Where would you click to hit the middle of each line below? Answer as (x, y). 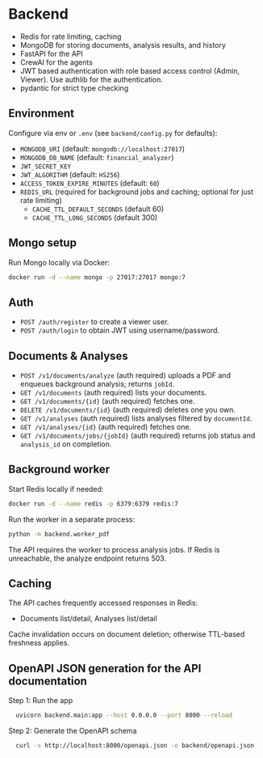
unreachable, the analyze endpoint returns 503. (88, 558)
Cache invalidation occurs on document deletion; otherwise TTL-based (127, 634)
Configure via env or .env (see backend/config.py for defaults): (113, 133)
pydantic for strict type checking (74, 88)
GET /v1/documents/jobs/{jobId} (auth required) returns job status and (138, 436)
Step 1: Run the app (41, 701)
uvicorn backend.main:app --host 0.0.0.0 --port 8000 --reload (124, 716)
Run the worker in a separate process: (72, 519)
